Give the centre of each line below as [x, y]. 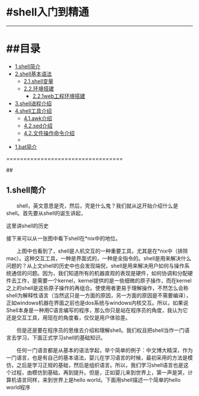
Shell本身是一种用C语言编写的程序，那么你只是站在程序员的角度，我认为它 [97, 310]
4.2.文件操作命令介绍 [49, 133]
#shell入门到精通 [48, 12]
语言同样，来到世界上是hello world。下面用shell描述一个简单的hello [98, 379]
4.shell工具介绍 [33, 111]
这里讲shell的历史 [28, 225]
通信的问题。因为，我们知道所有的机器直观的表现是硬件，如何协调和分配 [99, 273]
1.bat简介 [26, 146]
